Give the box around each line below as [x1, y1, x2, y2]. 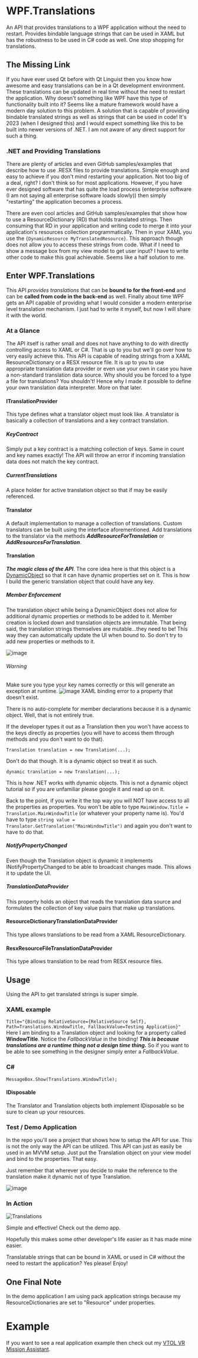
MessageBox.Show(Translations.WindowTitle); [6, 1076, 118, 1082]
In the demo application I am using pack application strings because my [6, 1293, 181, 1300]
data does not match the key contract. [6, 458, 99, 465]
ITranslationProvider [6, 397, 58, 404]
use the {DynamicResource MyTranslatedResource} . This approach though [6, 235, 183, 242]
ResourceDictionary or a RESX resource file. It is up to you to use [6, 359, 164, 366]
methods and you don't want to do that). [6, 736, 105, 743]
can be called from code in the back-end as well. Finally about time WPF [6, 293, 184, 300]
